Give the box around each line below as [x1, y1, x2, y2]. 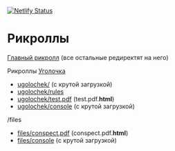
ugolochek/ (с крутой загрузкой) [17, 80, 113, 88]
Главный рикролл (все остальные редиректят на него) [7, 53, 169, 61]
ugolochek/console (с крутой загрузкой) [17, 102, 135, 110]
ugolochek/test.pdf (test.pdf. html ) [17, 94, 115, 103]
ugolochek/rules [17, 87, 64, 96]
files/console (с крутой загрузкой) [17, 136, 118, 144]
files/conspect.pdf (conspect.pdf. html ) [17, 128, 129, 137]
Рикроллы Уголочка [7, 66, 66, 75]
